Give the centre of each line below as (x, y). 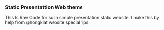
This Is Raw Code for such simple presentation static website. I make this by (82, 18)
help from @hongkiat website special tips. (47, 22)
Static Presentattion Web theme (44, 7)
